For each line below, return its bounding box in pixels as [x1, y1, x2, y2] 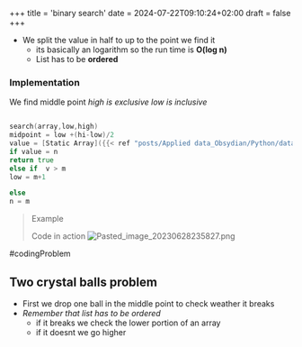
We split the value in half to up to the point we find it [22, 35, 216, 45]
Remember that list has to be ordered [22, 307, 162, 318]
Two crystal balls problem [9, 274, 157, 289]
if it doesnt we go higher [35, 326, 127, 337]
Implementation [9, 76, 81, 88]
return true [9, 155, 54, 165]
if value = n [9, 147, 58, 156]
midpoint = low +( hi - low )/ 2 [9, 131, 115, 140]
